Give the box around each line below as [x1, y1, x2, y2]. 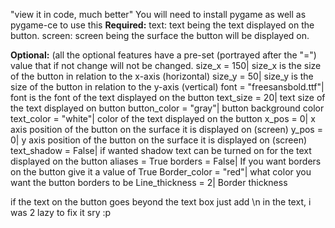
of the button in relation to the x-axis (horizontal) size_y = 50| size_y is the [10, 70, 314, 82]
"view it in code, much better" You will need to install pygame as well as [10, 9, 307, 20]
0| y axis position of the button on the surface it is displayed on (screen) [10, 134, 308, 146]
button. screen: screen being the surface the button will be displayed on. [10, 30, 310, 41]
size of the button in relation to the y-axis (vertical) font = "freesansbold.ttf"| [10, 81, 325, 93]
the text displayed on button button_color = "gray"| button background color [10, 102, 325, 114]
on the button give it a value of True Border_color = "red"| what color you [10, 166, 312, 178]
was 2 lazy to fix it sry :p [10, 207, 112, 218]
